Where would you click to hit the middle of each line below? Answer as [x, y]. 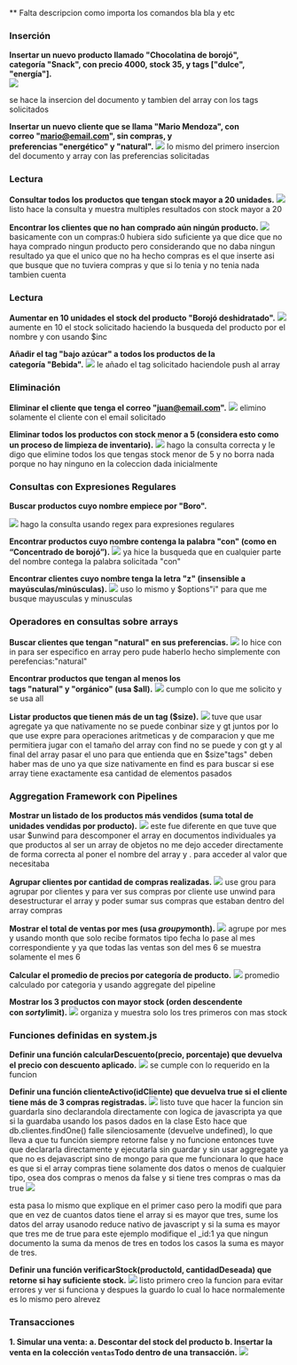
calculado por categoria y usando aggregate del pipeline [112, 985]
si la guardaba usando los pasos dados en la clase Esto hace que [128, 1121]
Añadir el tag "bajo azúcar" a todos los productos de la [112, 353]
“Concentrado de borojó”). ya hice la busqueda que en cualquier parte [145, 552]
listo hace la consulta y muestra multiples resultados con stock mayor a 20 [145, 209]
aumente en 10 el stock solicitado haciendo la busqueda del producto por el [148, 327]
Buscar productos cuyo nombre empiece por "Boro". [108, 506]
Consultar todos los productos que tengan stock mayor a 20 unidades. [142, 200]
